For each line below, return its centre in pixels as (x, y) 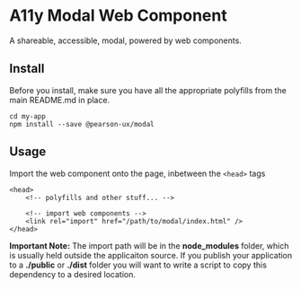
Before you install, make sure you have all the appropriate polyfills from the (148, 90)
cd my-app (28, 116)
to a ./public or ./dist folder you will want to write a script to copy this (138, 265)
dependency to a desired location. (73, 274)
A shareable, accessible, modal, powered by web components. (126, 40)
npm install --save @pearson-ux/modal (82, 124)
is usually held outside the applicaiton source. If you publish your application (151, 255)
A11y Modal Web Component (118, 16)
